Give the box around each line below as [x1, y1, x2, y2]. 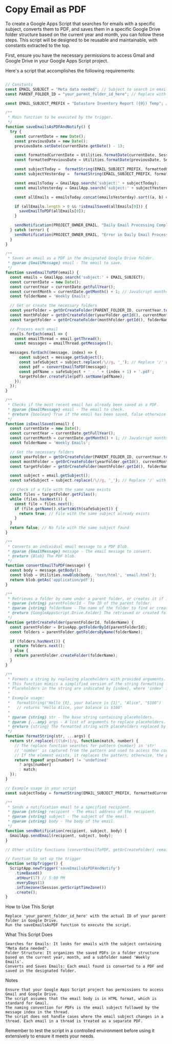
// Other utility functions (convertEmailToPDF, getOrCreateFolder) [5, 847, 155, 852]
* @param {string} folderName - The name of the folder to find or [7, 605, 155, 611]
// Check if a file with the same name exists [10, 487, 111, 492]
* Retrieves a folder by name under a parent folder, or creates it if [7, 596, 164, 601]
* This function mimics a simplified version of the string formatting [7, 681, 164, 686]
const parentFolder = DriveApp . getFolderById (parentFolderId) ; [10, 624, 147, 630]
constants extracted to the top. [5, 42, 71, 48]
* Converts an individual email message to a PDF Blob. [7, 544, 130, 549]
